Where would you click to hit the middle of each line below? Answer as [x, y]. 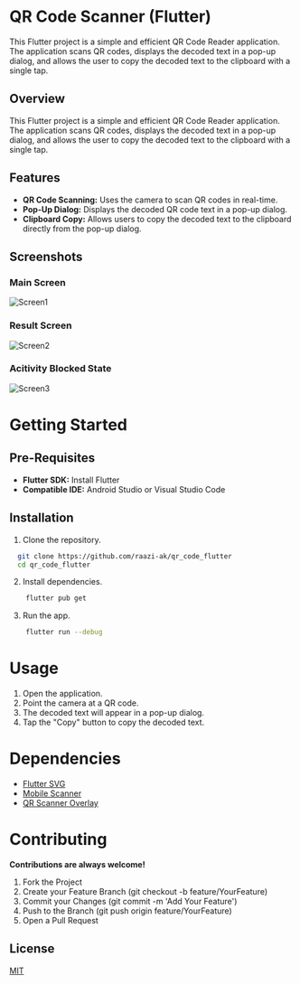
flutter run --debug [64, 633]
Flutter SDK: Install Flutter [71, 480]
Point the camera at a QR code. [80, 703]
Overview [37, 99]
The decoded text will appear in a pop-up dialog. [113, 713]
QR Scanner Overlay [61, 803]
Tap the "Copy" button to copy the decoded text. [113, 722]
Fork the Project [52, 882]
